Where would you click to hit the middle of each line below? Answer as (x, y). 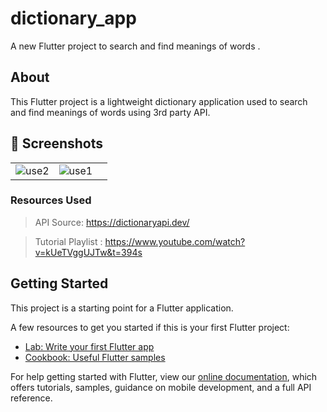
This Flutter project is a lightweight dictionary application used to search (159, 101)
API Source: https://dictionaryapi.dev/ (112, 222)
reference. (31, 398)
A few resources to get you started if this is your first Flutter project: (150, 327)
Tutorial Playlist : (68, 241)
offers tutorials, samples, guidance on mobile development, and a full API (161, 387)
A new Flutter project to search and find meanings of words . (135, 46)
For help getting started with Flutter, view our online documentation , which (164, 376)
